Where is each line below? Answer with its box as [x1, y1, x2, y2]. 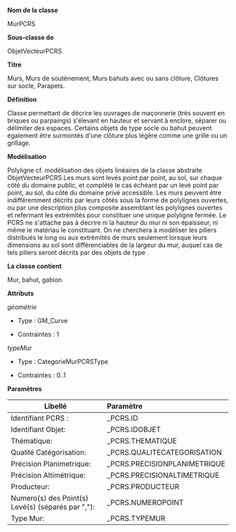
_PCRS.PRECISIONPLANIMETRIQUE [107, 459, 225, 469]
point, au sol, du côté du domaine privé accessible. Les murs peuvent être [7, 189, 222, 196]
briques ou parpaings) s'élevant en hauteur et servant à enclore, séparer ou [7, 116, 227, 125]
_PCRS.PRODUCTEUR [107, 482, 180, 491]
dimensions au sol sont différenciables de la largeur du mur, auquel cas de [7, 241, 223, 249]
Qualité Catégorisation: [11, 448, 86, 457]
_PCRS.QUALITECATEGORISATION [107, 448, 223, 457]
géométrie [7, 303, 37, 311]
